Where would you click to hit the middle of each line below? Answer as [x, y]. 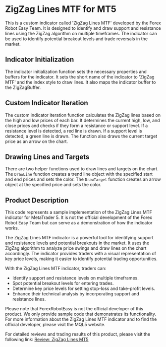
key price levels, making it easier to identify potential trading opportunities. [81, 259]
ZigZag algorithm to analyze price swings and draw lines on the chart [76, 248]
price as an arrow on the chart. [37, 141]
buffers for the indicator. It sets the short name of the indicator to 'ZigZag [80, 77]
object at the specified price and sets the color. [53, 185]
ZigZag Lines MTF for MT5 [61, 9]
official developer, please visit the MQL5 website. [55, 325]
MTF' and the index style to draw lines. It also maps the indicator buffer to [81, 82]
